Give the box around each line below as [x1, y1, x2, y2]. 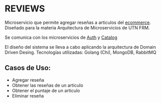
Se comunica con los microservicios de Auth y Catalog [4, 34, 118, 40]
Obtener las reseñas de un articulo [11, 82, 83, 88]
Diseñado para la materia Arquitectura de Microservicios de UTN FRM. [4, 24, 150, 30]
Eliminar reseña [11, 93, 44, 99]
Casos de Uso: [4, 64, 51, 72]
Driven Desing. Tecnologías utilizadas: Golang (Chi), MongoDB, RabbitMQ [4, 49, 156, 55]
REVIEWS [4, 3, 45, 14]
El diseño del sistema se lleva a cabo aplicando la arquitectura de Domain [4, 44, 156, 50]
